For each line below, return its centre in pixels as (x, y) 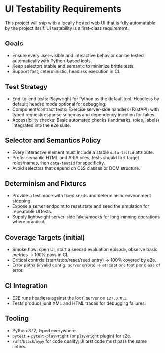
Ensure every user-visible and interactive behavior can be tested (78, 55)
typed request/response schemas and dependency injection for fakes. (84, 114)
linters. (19, 346)
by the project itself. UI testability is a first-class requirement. (67, 28)
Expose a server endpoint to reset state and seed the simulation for (81, 206)
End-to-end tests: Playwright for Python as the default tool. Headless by (86, 99)
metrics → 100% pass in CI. (40, 255)
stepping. (22, 201)
